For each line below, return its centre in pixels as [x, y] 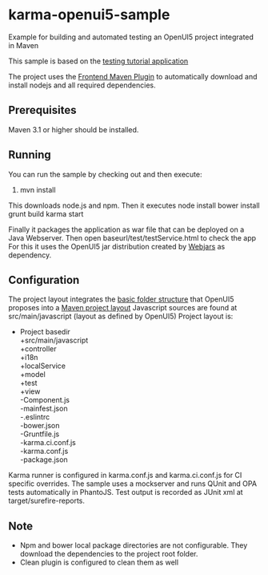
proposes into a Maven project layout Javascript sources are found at [123, 308]
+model [32, 375]
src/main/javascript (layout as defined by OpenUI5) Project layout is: [121, 316]
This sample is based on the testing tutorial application [98, 61]
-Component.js [45, 400]
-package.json [44, 460]
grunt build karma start [46, 213]
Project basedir [45, 332]
